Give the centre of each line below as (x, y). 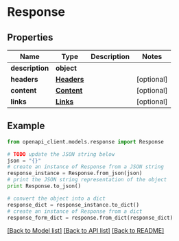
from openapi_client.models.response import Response (86, 141)
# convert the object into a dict (57, 198)
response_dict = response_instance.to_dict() (73, 205)
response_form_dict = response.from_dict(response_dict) (90, 218)
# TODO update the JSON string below (61, 154)
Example (26, 126)
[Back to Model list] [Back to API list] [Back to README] (86, 231)
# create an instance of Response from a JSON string (86, 167)
